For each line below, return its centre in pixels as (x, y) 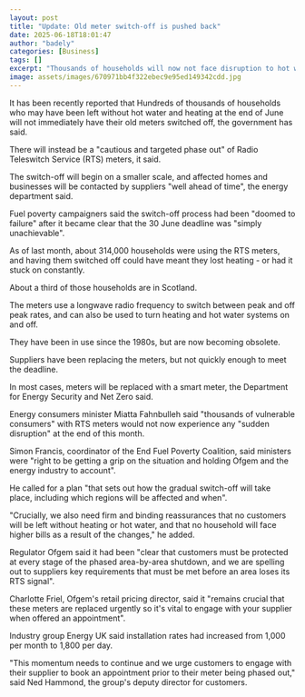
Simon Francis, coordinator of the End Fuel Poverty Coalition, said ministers (151, 451)
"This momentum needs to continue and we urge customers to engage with (151, 662)
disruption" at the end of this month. (77, 433)
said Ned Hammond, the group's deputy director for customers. (128, 682)
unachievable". (37, 233)
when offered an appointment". (68, 618)
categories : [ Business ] (54, 52)
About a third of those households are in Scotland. (103, 287)
